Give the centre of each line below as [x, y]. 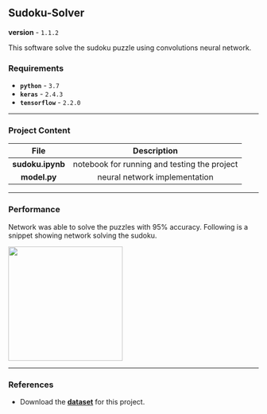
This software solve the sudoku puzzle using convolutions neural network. [130, 48]
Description [155, 151]
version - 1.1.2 [34, 32]
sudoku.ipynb [39, 164]
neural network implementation [155, 177]
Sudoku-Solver [46, 13]
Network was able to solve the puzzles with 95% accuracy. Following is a [128, 226]
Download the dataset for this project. [82, 402]
